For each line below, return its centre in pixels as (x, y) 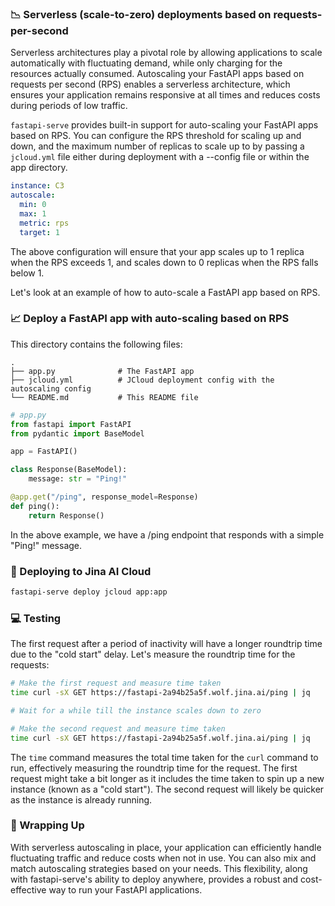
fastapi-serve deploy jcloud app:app (89, 592)
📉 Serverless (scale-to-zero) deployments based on (141, 14)
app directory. (39, 168)
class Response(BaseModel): (69, 470)
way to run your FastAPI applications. (125, 889)
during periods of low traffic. (69, 106)
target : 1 (39, 232)
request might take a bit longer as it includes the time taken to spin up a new (167, 778)
